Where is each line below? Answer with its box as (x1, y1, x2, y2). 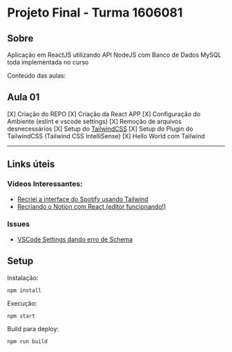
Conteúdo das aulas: (7, 71, 66, 80)
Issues (7, 219, 30, 229)
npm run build (7, 337, 48, 345)
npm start (7, 313, 36, 319)
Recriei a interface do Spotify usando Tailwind (17, 195, 148, 203)
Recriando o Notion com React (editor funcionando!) (17, 202, 166, 210)
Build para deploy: (7, 324, 59, 333)
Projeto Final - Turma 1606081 (7, 5, 183, 21)
